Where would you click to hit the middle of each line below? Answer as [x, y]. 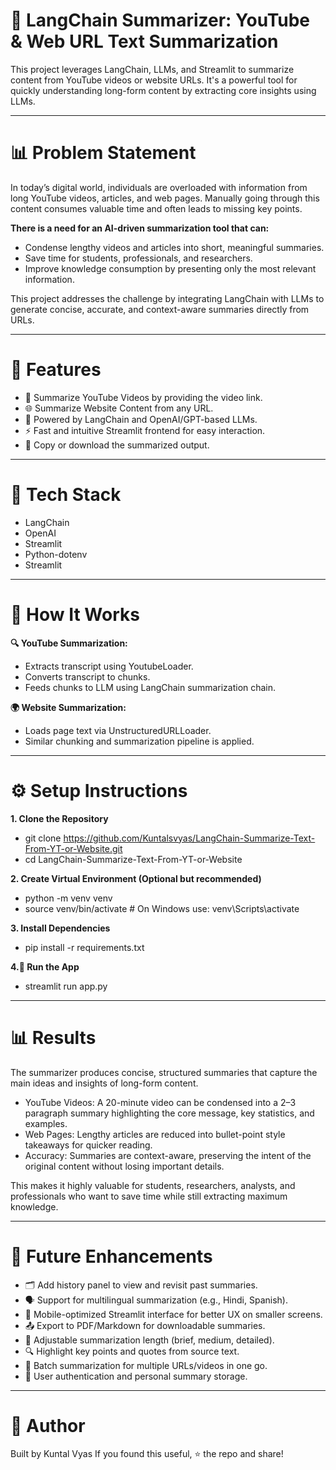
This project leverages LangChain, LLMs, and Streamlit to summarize [152, 69]
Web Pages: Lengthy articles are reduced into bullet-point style [155, 1134]
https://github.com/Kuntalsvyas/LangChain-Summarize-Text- [189, 838]
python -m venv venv [68, 898]
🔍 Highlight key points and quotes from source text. [132, 1351]
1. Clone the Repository [59, 818]
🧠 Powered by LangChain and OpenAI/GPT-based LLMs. [141, 419]
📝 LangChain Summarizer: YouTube [160, 20]
